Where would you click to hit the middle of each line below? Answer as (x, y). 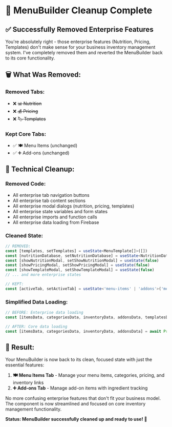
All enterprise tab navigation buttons (51, 195)
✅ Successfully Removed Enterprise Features (79, 29)
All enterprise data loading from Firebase (56, 222)
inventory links (28, 383)
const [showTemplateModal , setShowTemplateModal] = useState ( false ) (80, 270)
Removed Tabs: (25, 92)
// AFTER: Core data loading (36, 327)
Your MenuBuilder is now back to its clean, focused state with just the (79, 360)
